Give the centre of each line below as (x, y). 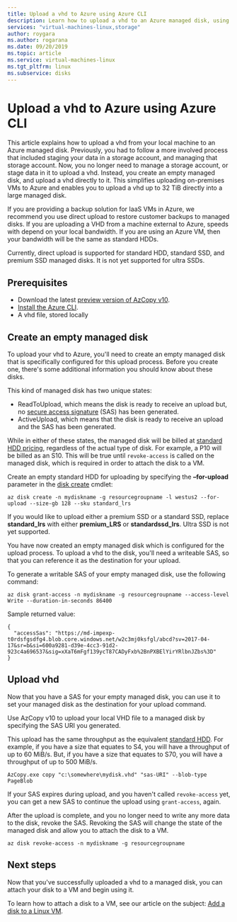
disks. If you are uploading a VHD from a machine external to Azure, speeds (118, 224)
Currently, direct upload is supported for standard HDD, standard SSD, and (116, 253)
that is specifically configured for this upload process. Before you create (113, 362)
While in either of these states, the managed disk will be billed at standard (115, 440)
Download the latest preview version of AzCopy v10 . (93, 300)
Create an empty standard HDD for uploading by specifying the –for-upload (118, 477)
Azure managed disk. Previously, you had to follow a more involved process (118, 150)
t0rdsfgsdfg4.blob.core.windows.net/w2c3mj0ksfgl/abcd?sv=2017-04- (109, 639)
